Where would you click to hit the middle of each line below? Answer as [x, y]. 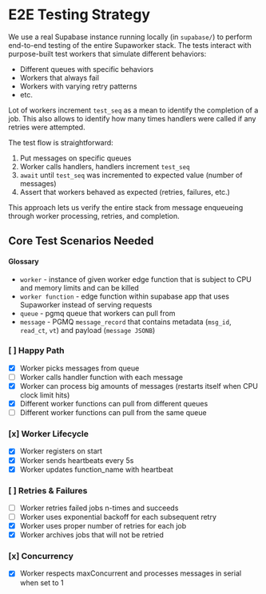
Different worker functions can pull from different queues [114, 404]
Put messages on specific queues [75, 158]
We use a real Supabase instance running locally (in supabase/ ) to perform [130, 37]
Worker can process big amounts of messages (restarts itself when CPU [139, 386]
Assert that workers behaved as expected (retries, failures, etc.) [125, 192]
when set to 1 [42, 582]
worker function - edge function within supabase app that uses [125, 296]
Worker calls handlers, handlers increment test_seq [105, 166]
